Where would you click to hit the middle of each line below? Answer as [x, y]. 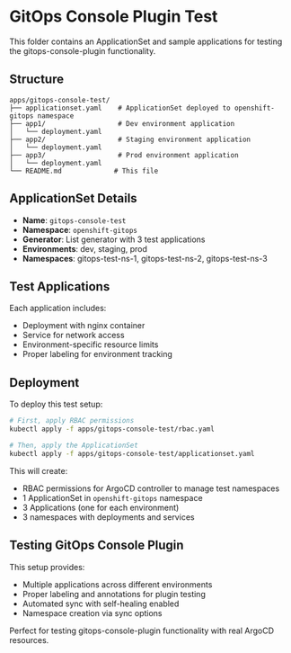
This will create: [39, 470]
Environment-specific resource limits [90, 344]
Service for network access [73, 335]
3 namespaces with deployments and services [108, 517]
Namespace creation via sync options [92, 613]
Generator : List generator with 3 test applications [114, 239]
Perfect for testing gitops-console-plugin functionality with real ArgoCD [142, 631]
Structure [37, 80]
